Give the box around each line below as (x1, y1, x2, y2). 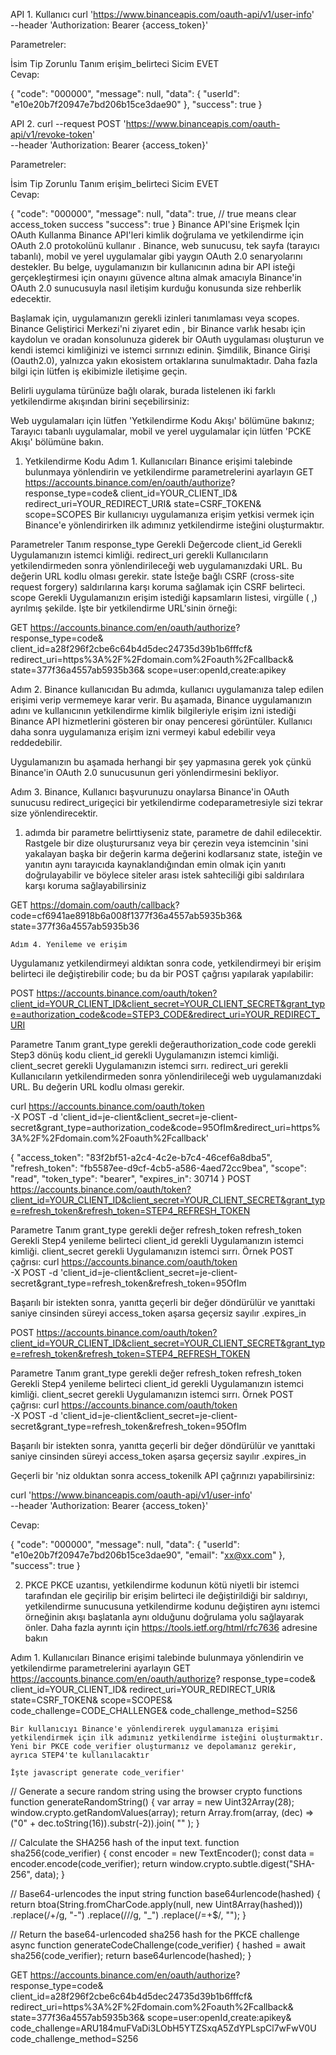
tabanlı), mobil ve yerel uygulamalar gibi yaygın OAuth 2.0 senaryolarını (10, 250, 303, 262)
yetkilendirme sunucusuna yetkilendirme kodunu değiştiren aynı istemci (24, 1600, 320, 1612)
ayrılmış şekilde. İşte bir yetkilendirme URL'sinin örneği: (10, 602, 238, 614)
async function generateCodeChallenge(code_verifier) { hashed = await (10, 1939, 306, 1951)
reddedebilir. (10, 737, 63, 748)
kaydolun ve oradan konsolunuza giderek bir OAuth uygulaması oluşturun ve (10, 334, 325, 345)
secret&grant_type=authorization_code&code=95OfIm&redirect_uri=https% (10, 1122, 322, 1133)
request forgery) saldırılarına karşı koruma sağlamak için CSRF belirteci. (10, 581, 306, 593)
